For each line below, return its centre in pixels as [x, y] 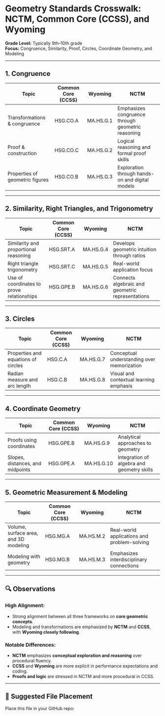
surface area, [23, 533]
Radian [15, 374]
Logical [126, 141]
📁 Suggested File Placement [49, 697]
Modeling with [24, 556]
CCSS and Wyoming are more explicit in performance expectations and [85, 666]
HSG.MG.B [57, 560]
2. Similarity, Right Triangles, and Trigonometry [79, 209]
